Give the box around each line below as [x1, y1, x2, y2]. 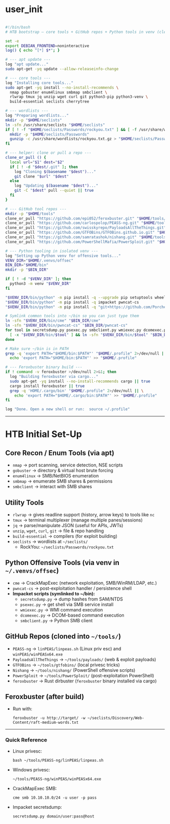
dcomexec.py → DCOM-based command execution [20, 612, 125, 618]
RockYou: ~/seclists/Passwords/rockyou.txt [20, 544, 114, 550]
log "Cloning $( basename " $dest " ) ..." [14, 169, 96, 174]
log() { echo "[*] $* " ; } [5, 48, 60, 53]
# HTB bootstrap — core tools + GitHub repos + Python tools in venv [5, 29, 155, 34]
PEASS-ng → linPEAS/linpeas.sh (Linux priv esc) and [12, 645, 121, 652]
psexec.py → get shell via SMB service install [20, 601, 114, 608]
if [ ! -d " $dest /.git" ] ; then [10, 164, 78, 169]
